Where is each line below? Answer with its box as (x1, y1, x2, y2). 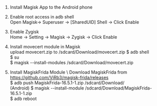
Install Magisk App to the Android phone (9, 4, 93, 10)
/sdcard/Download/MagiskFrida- (85, 85, 152, 91)
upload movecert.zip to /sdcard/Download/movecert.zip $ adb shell (9, 49, 150, 55)
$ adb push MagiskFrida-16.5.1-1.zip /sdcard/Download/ (9, 80, 125, 86)
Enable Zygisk (9, 29, 39, 34)
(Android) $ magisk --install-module (9, 85, 84, 91)
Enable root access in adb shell (9, 14, 74, 19)
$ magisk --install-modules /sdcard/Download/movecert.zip (9, 60, 134, 65)
